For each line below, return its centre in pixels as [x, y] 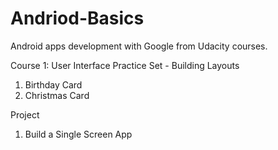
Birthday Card [53, 84]
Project [25, 114]
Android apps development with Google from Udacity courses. [139, 46]
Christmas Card [57, 95]
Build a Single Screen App [78, 134]
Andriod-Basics [77, 18]
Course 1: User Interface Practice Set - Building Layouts [125, 65]
